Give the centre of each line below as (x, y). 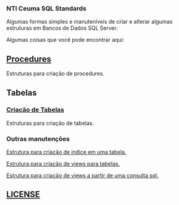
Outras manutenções (38, 139)
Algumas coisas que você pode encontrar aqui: (65, 40)
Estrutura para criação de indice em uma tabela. (66, 152)
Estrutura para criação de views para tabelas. (63, 164)
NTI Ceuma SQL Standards (46, 8)
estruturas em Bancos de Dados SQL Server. (62, 28)
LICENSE (23, 194)
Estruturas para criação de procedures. (56, 73)
